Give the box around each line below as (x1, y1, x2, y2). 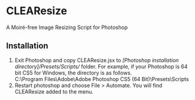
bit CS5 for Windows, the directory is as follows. (14, 69, 132, 76)
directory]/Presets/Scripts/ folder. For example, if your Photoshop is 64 (14, 63, 188, 70)
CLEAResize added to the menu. (14, 88, 93, 95)
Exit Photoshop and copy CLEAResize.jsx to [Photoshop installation (14, 56, 179, 63)
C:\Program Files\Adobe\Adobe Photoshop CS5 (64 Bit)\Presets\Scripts (14, 75, 189, 82)
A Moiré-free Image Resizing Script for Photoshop (6, 24, 128, 31)
